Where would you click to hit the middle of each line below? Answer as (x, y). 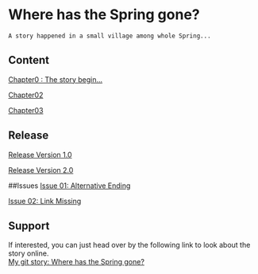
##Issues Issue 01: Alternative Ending (69, 186)
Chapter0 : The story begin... (56, 79)
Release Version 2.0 (41, 170)
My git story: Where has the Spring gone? (77, 262)
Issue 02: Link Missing (45, 201)
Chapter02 (26, 95)
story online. (29, 253)
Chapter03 (26, 110)
